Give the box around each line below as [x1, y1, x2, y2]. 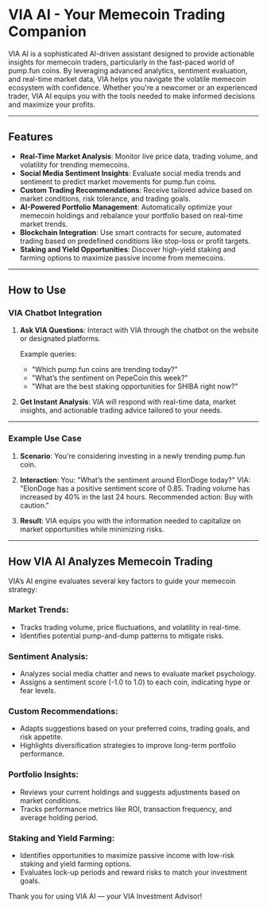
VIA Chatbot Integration [8, 308, 103, 319]
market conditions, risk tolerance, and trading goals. [19, 194, 191, 203]
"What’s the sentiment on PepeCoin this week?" [31, 373, 188, 383]
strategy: [8, 584, 38, 594]
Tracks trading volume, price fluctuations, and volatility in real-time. [19, 622, 242, 632]
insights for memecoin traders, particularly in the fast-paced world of [8, 57, 235, 67]
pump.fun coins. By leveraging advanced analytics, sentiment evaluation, [8, 65, 248, 75]
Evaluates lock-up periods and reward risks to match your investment [19, 868, 248, 877]
